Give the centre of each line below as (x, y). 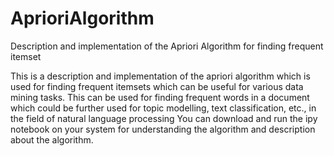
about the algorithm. (52, 139)
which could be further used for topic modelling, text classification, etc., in (163, 108)
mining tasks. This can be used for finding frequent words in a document (160, 97)
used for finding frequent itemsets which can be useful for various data (157, 86)
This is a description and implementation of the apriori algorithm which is (160, 76)
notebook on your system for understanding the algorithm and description (163, 129)
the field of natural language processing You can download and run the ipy (164, 118)
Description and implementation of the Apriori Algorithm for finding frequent (167, 46)
